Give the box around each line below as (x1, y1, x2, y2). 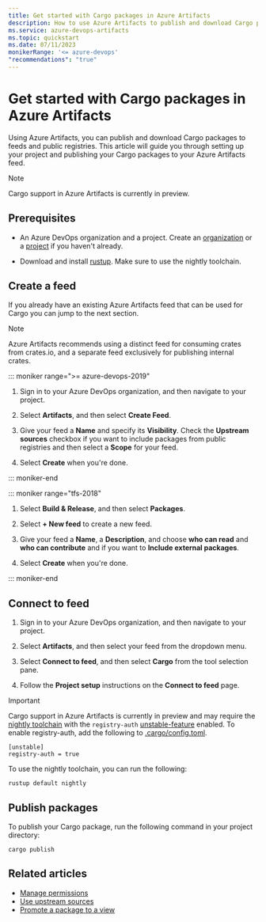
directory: (8, 830, 40, 840)
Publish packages (8, 801, 99, 814)
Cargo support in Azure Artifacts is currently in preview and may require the (8, 711, 256, 721)
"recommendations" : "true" (8, 56, 97, 64)
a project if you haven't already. (19, 241, 123, 250)
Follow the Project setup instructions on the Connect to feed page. (19, 681, 240, 690)
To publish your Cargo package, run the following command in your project (8, 822, 253, 832)
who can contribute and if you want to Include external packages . (19, 543, 240, 552)
